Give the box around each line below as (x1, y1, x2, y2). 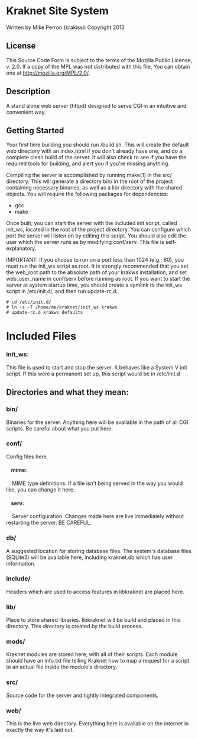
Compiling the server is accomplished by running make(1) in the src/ (6, 172, 173, 179)
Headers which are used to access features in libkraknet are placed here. (6, 588, 184, 595)
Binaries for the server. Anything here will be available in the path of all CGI (6, 419, 189, 426)
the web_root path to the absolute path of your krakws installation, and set (6, 269, 187, 276)
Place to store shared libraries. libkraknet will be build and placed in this (6, 616, 181, 624)
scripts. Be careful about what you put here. (6, 425, 113, 432)
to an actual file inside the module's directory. (6, 663, 118, 670)
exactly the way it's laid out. (6, 727, 74, 734)
